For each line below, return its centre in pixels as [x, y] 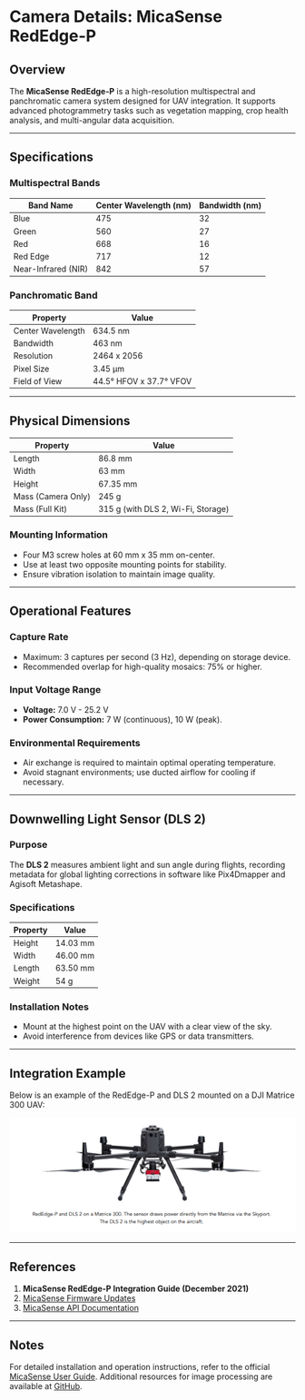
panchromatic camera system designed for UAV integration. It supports [143, 101]
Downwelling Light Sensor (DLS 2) [108, 819]
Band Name [51, 205]
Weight [27, 981]
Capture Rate [39, 637]
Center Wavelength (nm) [144, 205]
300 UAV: [27, 1105]
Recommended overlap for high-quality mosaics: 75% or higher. [143, 666]
